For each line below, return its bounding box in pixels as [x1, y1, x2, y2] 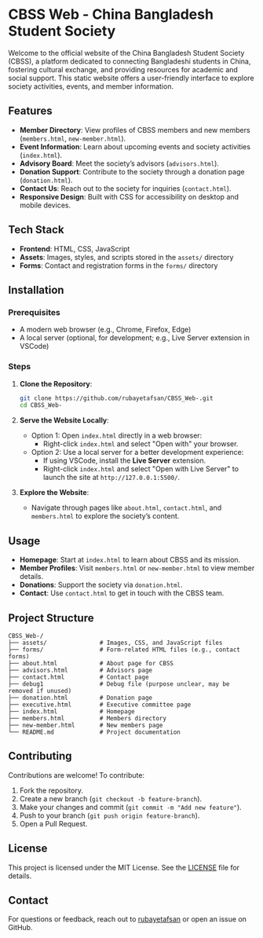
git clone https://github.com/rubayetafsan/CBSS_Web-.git [19, 394, 214, 402]
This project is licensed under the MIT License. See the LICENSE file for [8, 863, 240, 872]
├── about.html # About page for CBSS [8, 659, 174, 667]
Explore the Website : [19, 488, 89, 497]
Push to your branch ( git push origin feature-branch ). [19, 811, 200, 820]
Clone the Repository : [19, 379, 93, 388]
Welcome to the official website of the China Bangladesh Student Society [8, 48, 245, 57]
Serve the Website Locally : [19, 416, 110, 425]
